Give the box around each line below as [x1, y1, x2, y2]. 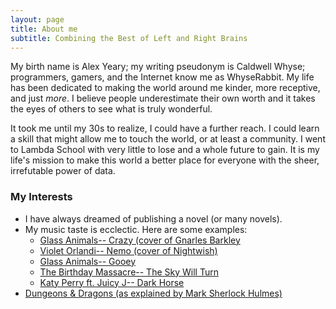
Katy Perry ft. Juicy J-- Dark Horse [39, 276, 185, 288]
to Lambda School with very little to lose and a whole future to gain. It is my [10, 144, 320, 156]
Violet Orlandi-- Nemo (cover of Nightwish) [39, 244, 218, 256]
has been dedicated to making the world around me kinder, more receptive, [10, 82, 321, 94]
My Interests [10, 190, 73, 204]
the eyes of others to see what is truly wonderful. [10, 103, 213, 115]
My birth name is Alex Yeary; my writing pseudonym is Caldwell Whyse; [10, 61, 306, 73]
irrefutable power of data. [10, 165, 116, 177]
